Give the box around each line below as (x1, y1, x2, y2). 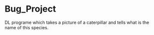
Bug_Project (4, 3, 56, 15)
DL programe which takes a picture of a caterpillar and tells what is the (4, 19, 150, 25)
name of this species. (4, 24, 49, 30)
